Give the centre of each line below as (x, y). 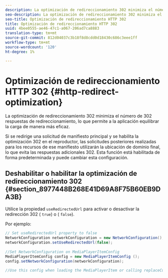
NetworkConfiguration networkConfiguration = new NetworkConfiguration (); (85, 238)
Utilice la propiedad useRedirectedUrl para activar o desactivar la (72, 209)
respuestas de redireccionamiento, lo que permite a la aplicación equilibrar (82, 121)
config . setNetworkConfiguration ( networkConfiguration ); (64, 261)
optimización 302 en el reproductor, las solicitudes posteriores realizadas (81, 142)
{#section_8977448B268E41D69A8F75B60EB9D (83, 189)
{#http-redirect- (84, 91)
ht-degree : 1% (20, 52)
